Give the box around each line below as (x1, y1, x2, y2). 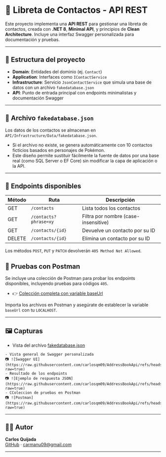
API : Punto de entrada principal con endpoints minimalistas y (12, 90, 137, 95)
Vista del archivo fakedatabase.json (12, 342, 85, 348)
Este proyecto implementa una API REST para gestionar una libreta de (5, 21, 148, 27)
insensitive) (82, 219, 109, 226)
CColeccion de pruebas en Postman (9, 390, 81, 395)
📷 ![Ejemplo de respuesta (5, 376, 60, 381)
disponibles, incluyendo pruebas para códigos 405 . (5, 280, 109, 286)
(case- (123, 213, 140, 220)
